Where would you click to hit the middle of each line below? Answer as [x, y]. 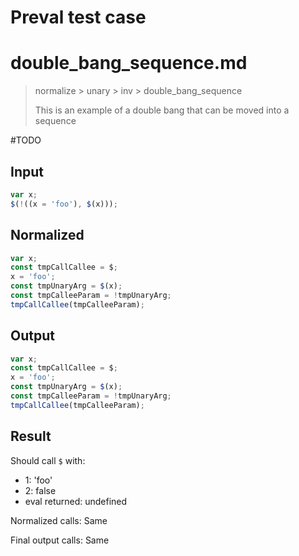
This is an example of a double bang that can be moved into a [162, 110]
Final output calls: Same [60, 540]
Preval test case [78, 17]
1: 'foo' [38, 480]
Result [31, 436]
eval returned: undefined [76, 501]
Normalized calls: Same [59, 520]
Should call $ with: [48, 460]
